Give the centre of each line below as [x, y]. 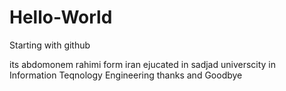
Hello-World [61, 17]
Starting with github [50, 45]
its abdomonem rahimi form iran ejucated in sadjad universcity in [143, 64]
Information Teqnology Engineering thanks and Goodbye [126, 75]
